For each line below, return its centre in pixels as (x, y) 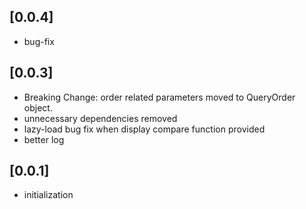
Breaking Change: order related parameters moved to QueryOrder (159, 97)
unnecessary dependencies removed (100, 118)
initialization (48, 195)
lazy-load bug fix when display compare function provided (144, 129)
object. (38, 107)
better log (44, 139)
